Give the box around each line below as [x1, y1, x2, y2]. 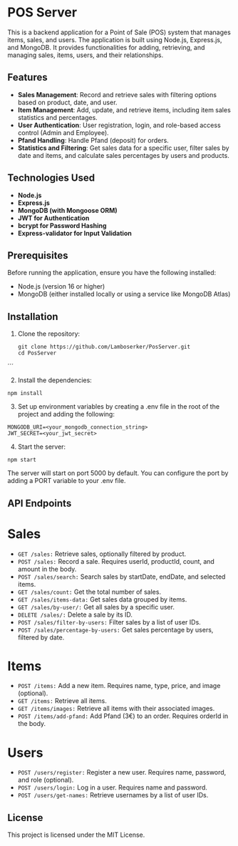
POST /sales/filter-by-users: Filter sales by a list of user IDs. [17, 617, 201, 626]
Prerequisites [7, 249, 68, 262]
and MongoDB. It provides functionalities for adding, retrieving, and [7, 43, 205, 51]
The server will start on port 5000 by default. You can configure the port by [7, 469, 229, 477]
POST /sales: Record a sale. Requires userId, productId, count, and [17, 557, 215, 565]
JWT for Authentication [17, 214, 90, 222]
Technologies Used [7, 172, 95, 184]
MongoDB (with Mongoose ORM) [17, 206, 118, 214]
